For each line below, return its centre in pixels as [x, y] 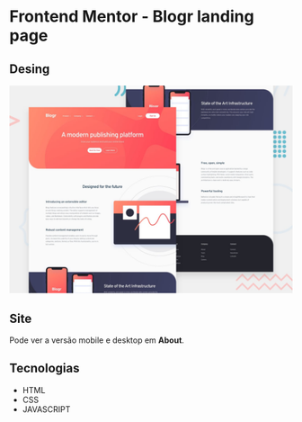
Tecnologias [44, 368]
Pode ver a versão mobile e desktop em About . [97, 340]
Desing [30, 69]
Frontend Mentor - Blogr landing [132, 17]
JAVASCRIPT [46, 409]
